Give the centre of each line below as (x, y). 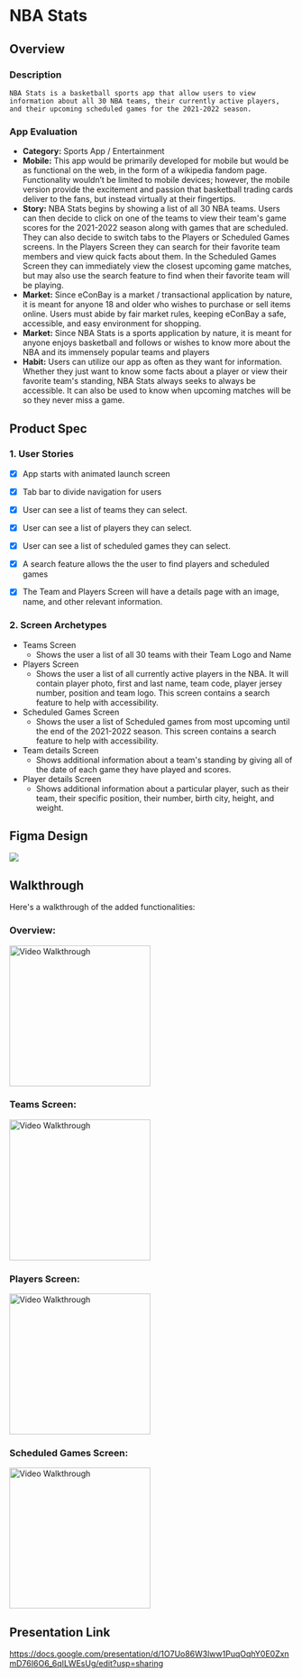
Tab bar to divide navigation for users (92, 491)
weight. (50, 807)
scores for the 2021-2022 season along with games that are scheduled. (155, 228)
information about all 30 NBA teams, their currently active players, (145, 101)
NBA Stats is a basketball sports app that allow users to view (133, 93)
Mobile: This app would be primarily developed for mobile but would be (156, 161)
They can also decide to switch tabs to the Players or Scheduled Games (156, 237)
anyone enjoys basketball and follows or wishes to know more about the (156, 342)
